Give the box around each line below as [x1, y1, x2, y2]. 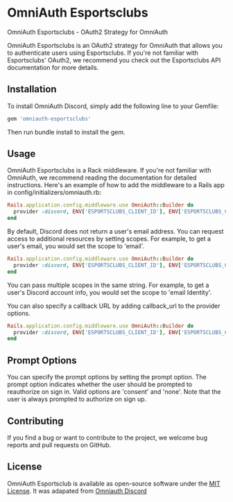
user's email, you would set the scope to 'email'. [7, 242, 145, 250]
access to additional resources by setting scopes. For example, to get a [7, 234, 212, 243]
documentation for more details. [7, 63, 99, 71]
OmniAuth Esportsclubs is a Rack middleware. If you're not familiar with [7, 166, 212, 175]
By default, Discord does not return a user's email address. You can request [7, 227, 224, 236]
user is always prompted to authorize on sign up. [7, 395, 147, 404]
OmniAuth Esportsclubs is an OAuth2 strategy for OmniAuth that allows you [7, 41, 223, 49]
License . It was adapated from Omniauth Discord [7, 487, 147, 495]
